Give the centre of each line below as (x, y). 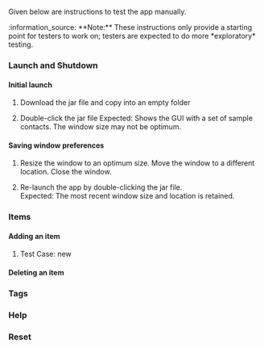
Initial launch (30, 85)
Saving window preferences (56, 145)
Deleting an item (36, 273)
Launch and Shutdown (53, 65)
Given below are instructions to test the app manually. (97, 12)
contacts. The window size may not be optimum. (101, 127)
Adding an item (34, 236)
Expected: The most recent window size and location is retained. (127, 196)
